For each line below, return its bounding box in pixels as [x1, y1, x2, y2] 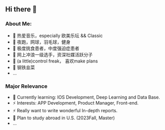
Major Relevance [5, 82, 48, 89]
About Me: [5, 20, 32, 27]
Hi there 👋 [5, 5, 37, 14]
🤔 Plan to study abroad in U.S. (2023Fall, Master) [12, 115, 115, 121]
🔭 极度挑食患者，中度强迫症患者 [12, 45, 80, 51]
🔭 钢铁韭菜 [12, 64, 35, 70]
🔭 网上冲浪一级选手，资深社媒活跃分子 [12, 51, 93, 57]
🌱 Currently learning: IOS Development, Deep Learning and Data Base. [12, 94, 160, 100]
